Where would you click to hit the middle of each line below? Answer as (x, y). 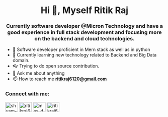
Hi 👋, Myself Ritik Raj (85, 10)
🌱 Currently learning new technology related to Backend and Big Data (85, 55)
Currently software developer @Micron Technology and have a (85, 26)
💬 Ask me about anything (38, 73)
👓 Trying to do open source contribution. (56, 66)
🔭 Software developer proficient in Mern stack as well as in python (81, 49)
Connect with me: (27, 94)
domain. (21, 61)
